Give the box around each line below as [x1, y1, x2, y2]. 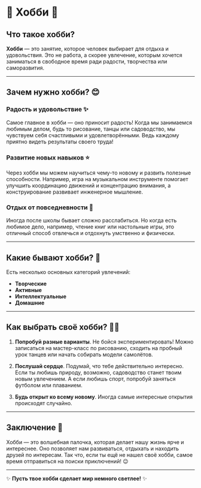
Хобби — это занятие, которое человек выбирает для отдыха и [6, 45, 169, 52]
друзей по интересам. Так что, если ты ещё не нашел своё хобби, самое [6, 451, 193, 458]
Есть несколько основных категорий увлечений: [6, 269, 130, 276]
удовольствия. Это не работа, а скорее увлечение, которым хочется [6, 52, 182, 59]
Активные [14, 287, 42, 294]
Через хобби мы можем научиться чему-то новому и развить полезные [6, 169, 191, 176]
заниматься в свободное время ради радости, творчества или [6, 58, 167, 65]
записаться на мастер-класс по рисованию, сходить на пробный [14, 344, 182, 351]
